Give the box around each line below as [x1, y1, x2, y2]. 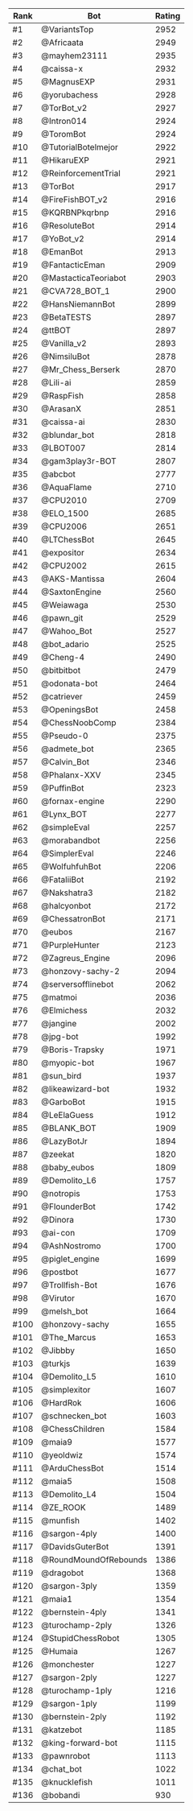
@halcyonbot [41, 901, 92, 911]
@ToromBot [41, 129, 87, 139]
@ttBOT [41, 325, 71, 336]
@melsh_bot [41, 1306, 88, 1317]
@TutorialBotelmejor [41, 142, 119, 152]
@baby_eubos [41, 1162, 95, 1173]
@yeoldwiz [41, 1450, 83, 1460]
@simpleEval [41, 822, 90, 832]
